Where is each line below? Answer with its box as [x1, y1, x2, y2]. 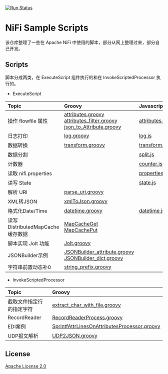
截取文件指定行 [7, 298, 43, 305]
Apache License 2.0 [5, 363, 46, 369]
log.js [139, 132, 152, 139]
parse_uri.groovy [64, 188, 104, 195]
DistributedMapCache [7, 223, 59, 230]
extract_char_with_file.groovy [52, 301, 121, 308]
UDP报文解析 [7, 332, 38, 339]
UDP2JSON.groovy [52, 332, 97, 339]
